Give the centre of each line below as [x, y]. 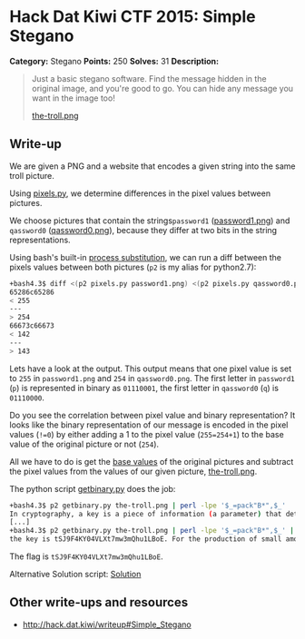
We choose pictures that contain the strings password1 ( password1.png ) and [150, 221]
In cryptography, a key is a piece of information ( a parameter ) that [146, 514]
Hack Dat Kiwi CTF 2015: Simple [133, 17]
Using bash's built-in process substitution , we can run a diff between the [145, 257]
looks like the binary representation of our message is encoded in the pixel [149, 425]
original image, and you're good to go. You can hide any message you [162, 88]
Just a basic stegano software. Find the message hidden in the [149, 78]
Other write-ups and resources [99, 602]
